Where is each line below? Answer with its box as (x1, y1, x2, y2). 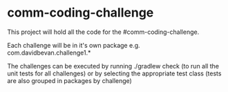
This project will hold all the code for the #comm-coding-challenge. (7, 28, 200, 36)
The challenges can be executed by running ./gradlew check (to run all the (7, 62, 220, 70)
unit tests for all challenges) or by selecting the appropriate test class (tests (7, 69, 222, 77)
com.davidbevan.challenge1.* (7, 48, 91, 57)
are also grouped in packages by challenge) (7, 76, 133, 84)
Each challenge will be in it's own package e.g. (7, 41, 140, 49)
